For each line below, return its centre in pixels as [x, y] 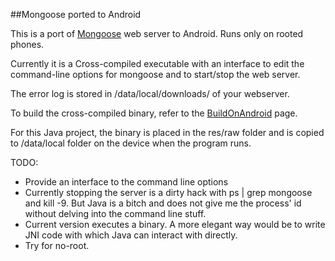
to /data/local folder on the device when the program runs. [131, 143]
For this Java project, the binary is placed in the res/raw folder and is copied [167, 132]
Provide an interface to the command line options [126, 182]
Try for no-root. [57, 245]
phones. [27, 44]
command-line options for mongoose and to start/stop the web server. [155, 74]
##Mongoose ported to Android [76, 14]
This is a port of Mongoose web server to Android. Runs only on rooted [157, 33]
